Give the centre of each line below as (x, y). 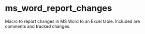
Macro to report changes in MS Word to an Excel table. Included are (72, 21)
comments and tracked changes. (38, 26)
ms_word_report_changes (58, 8)
